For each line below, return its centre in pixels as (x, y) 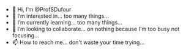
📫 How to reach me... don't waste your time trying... (78, 42)
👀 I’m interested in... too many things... (60, 16)
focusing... (25, 35)
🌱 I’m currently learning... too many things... (67, 22)
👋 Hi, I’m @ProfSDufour (42, 9)
